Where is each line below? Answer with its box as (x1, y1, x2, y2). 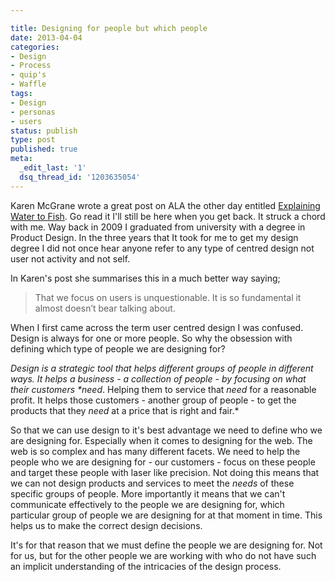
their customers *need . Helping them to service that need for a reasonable (10, 383, 317, 395)
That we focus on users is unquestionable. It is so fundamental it (34, 291, 302, 303)
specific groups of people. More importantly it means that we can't (10, 487, 286, 500)
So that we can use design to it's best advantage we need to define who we (10, 424, 323, 436)
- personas (10, 107, 56, 117)
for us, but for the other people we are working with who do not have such (10, 549, 317, 561)
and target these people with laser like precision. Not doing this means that (10, 466, 320, 478)
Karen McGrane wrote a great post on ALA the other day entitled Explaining (10, 199, 321, 211)
